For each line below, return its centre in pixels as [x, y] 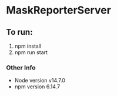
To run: [19, 32]
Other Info [21, 67]
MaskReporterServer [59, 10]
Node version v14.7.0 [40, 81]
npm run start [31, 52]
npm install [28, 46]
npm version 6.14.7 [37, 87]
